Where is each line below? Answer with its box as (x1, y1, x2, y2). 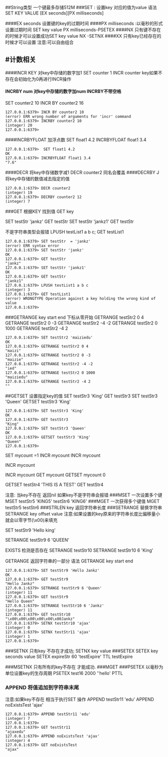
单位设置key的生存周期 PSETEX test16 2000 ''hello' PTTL (5, 670, 123, 677)
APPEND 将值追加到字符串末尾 (5, 684, 79, 691)
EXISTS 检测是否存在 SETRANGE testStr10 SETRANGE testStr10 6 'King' (5, 547, 154, 553)
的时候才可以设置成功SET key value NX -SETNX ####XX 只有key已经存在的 (5, 33, 161, 39)
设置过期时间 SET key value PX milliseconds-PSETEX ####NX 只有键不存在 (5, 27, 161, 33)
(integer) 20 (5, 123, 33, 128)
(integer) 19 (5, 190, 33, 195)
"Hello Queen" (5, 599, 35, 604)
